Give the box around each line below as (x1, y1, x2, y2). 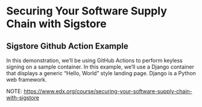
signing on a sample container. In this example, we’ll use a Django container (6, 63, 195, 70)
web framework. (6, 76, 47, 83)
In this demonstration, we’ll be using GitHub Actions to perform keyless (6, 57, 183, 64)
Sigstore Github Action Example (6, 41, 128, 51)
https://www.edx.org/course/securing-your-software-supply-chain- (24, 88, 193, 94)
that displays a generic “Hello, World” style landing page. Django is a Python (6, 70, 196, 76)
